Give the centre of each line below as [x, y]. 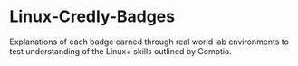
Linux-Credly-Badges [92, 17]
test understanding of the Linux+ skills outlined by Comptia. [120, 51]
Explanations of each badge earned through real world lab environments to [149, 42]
